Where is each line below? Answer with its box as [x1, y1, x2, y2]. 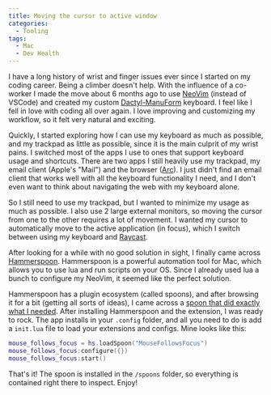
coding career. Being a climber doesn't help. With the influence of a [8, 80, 234, 90]
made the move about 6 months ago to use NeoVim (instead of [37, 89, 247, 98]
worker [8, 89, 32, 98]
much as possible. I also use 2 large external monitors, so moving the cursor [8, 206, 263, 215]
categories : [8, 19, 49, 28]
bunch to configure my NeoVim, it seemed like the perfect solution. [8, 274, 232, 283]
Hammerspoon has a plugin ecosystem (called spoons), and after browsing [8, 289, 259, 299]
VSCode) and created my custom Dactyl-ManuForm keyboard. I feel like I [8, 98, 252, 107]
